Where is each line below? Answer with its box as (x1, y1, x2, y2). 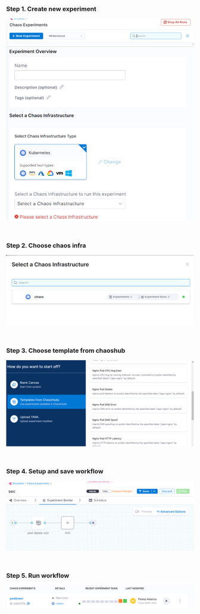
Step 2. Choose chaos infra (6, 241, 86, 249)
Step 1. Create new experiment (6, 5, 97, 13)
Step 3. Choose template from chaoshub (6, 346, 126, 355)
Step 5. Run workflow (6, 572, 70, 580)
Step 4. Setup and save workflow (6, 467, 104, 476)
